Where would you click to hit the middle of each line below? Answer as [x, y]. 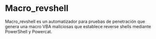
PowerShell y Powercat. [28, 31]
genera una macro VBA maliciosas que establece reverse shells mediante [78, 26]
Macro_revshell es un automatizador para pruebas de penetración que [75, 21]
